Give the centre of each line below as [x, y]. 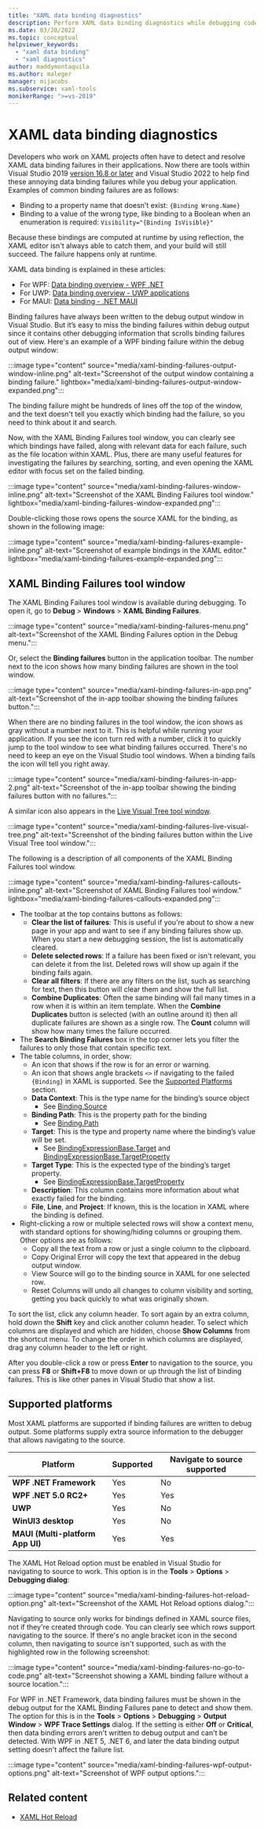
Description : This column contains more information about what [135, 1190]
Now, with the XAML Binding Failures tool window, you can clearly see [122, 438]
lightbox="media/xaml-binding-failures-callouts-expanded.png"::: [115, 899]
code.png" [26, 1675]
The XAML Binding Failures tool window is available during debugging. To [127, 602]
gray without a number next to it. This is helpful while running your [115, 730]
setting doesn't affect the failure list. [67, 1749]
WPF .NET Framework [54, 1483]
